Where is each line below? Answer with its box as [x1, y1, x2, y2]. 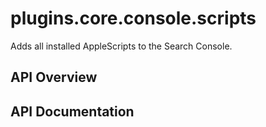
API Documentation [10, 103, 135, 120]
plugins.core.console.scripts [10, 7, 257, 30]
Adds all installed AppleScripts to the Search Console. [10, 40, 233, 52]
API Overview [10, 69, 98, 86]
